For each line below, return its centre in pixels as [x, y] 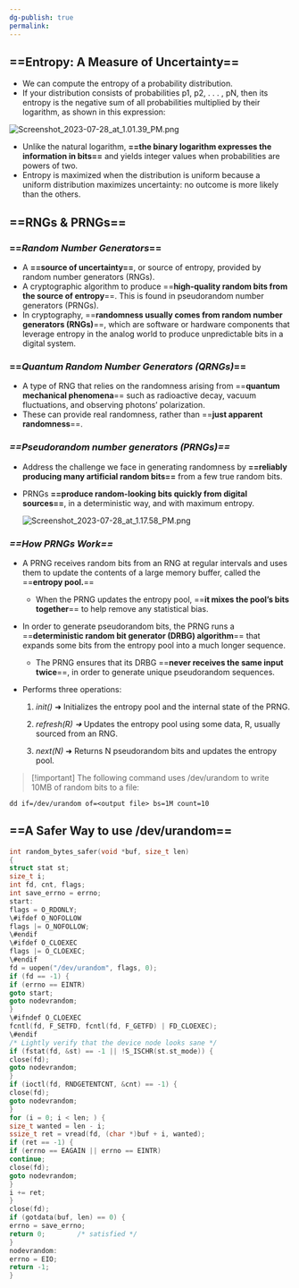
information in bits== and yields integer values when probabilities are [151, 157]
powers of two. [50, 165]
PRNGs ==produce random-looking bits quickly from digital [135, 494]
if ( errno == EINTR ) [48, 985]
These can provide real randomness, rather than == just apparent [142, 415]
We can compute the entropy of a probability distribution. [128, 84]
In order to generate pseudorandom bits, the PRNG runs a [128, 626]
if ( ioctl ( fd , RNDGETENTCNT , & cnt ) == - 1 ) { [93, 1085]
